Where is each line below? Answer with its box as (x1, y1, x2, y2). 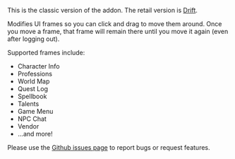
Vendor (17, 122, 40, 130)
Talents (17, 100, 40, 108)
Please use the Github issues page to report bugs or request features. (7, 143, 210, 151)
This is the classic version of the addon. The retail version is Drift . (7, 6, 198, 14)
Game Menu (17, 107, 54, 115)
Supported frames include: (7, 49, 85, 57)
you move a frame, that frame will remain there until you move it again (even (7, 28, 229, 35)
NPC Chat (17, 114, 47, 123)
